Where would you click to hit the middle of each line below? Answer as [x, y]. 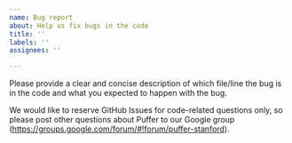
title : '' [28, 34]
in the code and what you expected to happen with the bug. [118, 93]
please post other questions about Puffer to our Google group [122, 120]
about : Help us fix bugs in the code [79, 26]
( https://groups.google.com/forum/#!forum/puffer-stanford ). [119, 129]
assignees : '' [36, 51]
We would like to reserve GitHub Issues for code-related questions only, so [146, 110]
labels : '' [29, 42]
